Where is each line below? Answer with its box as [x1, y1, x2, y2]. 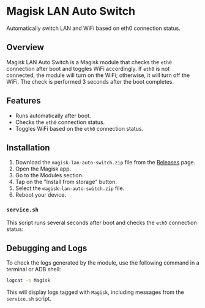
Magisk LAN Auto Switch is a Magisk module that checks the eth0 [6, 58, 173, 65]
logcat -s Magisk [6, 277, 51, 284]
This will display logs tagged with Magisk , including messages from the [6, 288, 185, 296]
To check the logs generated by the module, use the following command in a [6, 259, 199, 266]
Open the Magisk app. [15, 165, 72, 172]
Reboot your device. [15, 191, 67, 199]
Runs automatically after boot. [15, 112, 91, 119]
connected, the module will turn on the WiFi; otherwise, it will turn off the [6, 71, 190, 79]
